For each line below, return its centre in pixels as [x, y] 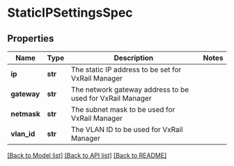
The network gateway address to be [130, 90]
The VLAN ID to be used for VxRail [127, 130]
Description [134, 58]
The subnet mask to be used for [123, 109]
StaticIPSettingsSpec [70, 13]
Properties [31, 39]
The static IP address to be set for [126, 69]
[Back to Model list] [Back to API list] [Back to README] [87, 155]
